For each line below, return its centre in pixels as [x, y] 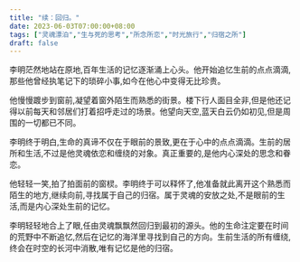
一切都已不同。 [53, 123]
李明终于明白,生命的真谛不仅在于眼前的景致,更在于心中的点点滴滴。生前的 [146, 142]
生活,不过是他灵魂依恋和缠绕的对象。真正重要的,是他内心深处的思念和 [154, 154]
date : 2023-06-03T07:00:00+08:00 [72, 26]
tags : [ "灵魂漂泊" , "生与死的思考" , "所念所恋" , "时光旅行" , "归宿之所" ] [128, 34]
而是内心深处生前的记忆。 [67, 206]
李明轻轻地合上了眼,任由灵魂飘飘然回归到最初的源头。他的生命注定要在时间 [149, 226]
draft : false [34, 43]
